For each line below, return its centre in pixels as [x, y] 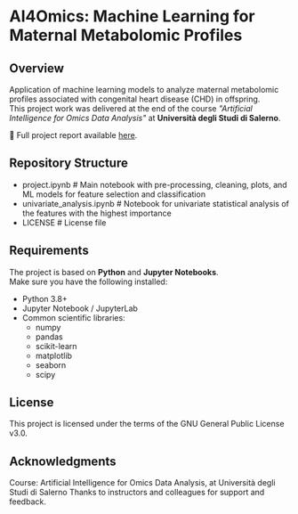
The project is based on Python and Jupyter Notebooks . [114, 272]
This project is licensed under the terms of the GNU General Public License [147, 424]
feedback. [28, 502]
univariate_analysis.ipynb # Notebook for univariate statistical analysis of [155, 203]
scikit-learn [56, 346]
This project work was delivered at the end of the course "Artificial [131, 108]
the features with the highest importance [97, 213]
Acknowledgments [63, 461]
